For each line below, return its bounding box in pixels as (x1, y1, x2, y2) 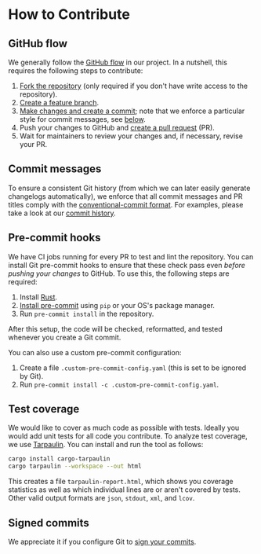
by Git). (19, 371, 44, 380)
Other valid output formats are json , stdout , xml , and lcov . (8, 493, 195, 503)
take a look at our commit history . (8, 208, 116, 218)
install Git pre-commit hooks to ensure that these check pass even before (8, 260, 245, 270)
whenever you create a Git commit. (8, 332, 121, 342)
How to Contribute (8, 6, 131, 24)
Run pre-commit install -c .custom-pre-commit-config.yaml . (19, 380, 219, 389)
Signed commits (8, 516, 90, 530)
